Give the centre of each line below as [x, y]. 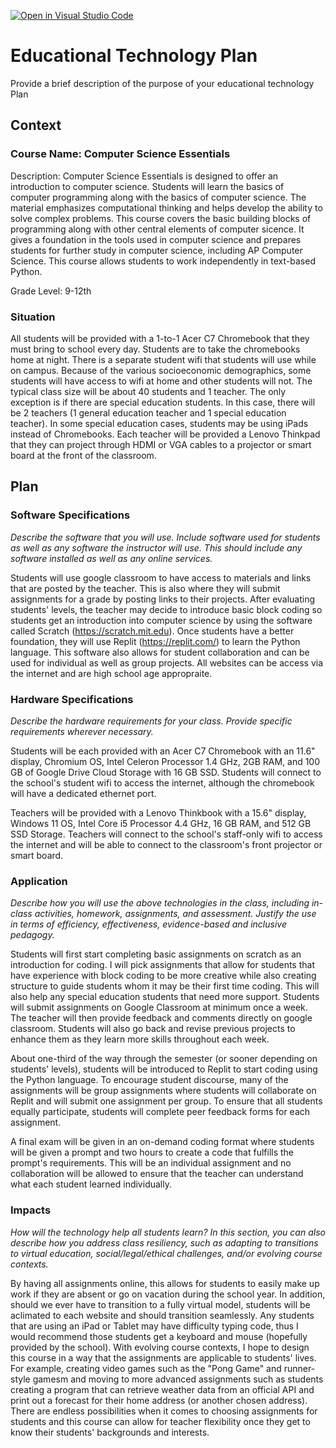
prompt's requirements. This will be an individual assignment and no [151, 1163]
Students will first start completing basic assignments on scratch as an [156, 954]
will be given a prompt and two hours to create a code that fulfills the [152, 1152]
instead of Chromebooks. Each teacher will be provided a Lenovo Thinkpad [165, 434]
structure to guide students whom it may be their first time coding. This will [165, 986]
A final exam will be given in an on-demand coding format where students [162, 1142]
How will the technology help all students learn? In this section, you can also [168, 1232]
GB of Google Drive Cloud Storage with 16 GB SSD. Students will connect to [166, 772]
